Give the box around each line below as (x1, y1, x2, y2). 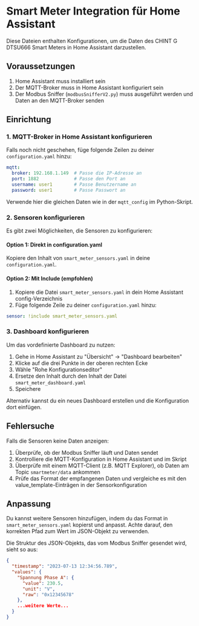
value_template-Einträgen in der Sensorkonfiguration (15, 481, 147, 488)
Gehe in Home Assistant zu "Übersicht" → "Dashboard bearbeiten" (15, 353, 183, 360)
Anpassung (6, 498, 51, 509)
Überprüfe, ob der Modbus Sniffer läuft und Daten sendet (15, 449, 158, 456)
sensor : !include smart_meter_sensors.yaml (6, 313, 118, 319)
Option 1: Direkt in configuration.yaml (6, 241, 103, 248)
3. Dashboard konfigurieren (6, 327, 90, 336)
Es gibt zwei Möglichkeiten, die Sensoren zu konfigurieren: (6, 227, 153, 234)
